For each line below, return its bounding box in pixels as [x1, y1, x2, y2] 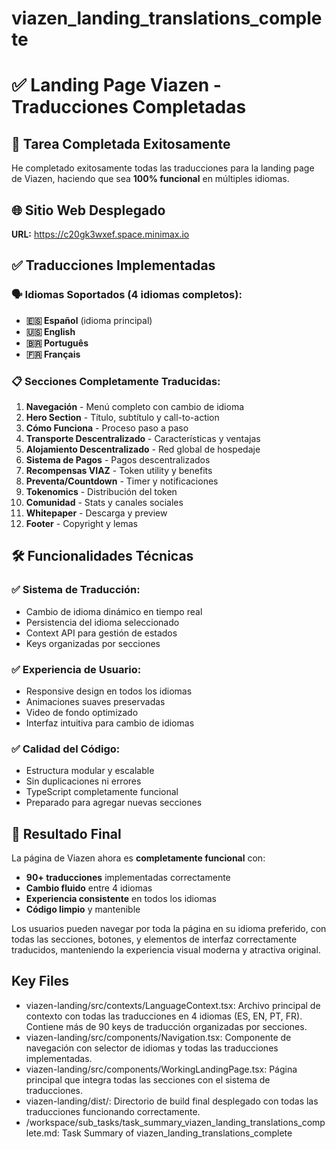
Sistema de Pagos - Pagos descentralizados [25, 453, 211, 466]
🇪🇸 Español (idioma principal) [25, 314, 153, 326]
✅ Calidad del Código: [11, 742, 121, 756]
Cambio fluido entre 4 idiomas [25, 882, 153, 894]
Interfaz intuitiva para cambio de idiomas [25, 717, 195, 729]
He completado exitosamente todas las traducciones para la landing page [11, 162, 315, 174]
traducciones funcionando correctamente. [25, 1105, 201, 1117]
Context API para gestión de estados [25, 627, 178, 639]
